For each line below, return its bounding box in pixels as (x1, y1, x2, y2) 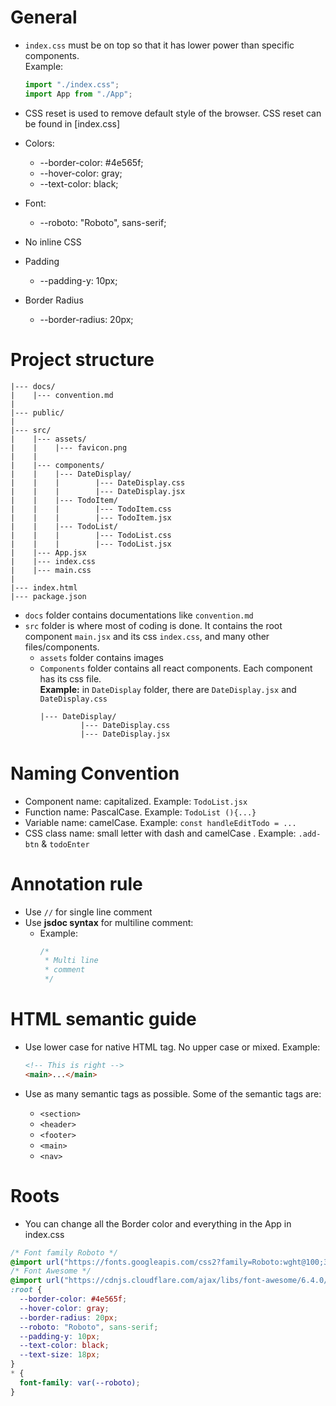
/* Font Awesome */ (10, 1266, 92, 1276)
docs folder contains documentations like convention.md (24, 609, 254, 621)
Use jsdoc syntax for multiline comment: (24, 916, 194, 928)
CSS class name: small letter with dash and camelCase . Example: (24, 827, 297, 839)
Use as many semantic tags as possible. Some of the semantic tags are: (24, 1087, 322, 1100)
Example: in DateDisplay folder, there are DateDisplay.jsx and (39, 683, 297, 695)
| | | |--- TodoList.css (10, 530, 172, 540)
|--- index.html (10, 582, 78, 593)
